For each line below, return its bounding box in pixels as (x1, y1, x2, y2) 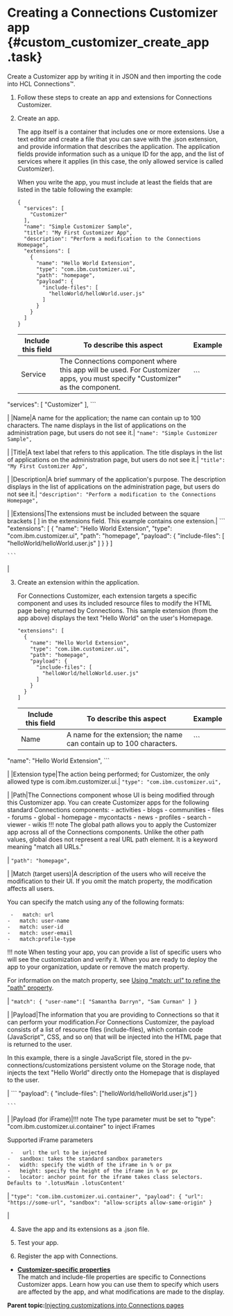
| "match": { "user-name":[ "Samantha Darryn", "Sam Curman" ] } (7, 997, 198, 1005)
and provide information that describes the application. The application (17, 142, 221, 150)
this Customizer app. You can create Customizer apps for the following (7, 798, 209, 807)
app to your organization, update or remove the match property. (7, 962, 189, 971)
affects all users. (7, 884, 55, 892)
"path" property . (7, 983, 54, 992)
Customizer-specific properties (17, 1265, 111, 1274)
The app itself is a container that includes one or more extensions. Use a (17, 127, 225, 136)
